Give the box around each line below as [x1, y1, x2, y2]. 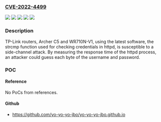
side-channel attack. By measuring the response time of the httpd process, [5, 49, 157, 55]
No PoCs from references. [5, 89, 58, 95]
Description [5, 27, 34, 34]
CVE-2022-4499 [5, 3, 46, 10]
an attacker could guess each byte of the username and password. [5, 54, 140, 60]
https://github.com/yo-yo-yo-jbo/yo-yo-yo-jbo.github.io [12, 111, 126, 117]
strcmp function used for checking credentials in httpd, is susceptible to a [5, 44, 154, 49]
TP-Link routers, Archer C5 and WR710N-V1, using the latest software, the [5, 38, 154, 45]
